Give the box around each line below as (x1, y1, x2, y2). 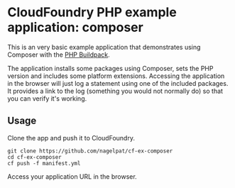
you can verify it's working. (7, 94, 87, 103)
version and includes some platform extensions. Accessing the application (7, 72, 225, 80)
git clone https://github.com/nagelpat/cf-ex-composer (7, 147, 173, 155)
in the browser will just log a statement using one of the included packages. (7, 79, 229, 87)
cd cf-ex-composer (7, 153, 62, 160)
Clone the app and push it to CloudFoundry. (7, 133, 135, 142)
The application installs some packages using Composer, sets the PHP (7, 64, 214, 72)
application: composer (7, 19, 143, 35)
